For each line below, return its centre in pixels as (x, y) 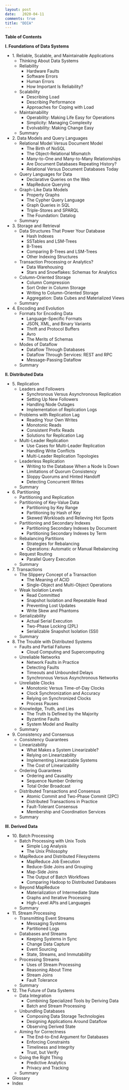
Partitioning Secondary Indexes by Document (72, 528)
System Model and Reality (52, 724)
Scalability (29, 92)
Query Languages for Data (46, 174)
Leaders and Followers (42, 389)
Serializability (33, 616)
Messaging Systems (47, 924)
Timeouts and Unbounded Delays (60, 673)
